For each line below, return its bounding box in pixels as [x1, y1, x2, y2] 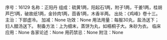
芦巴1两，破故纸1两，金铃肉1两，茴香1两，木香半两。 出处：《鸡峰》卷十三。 [5, 10, 160, 16]
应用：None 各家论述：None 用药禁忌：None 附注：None [5, 29, 123, 35]
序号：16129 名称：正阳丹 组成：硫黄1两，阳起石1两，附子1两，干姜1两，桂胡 [5, 4, 162, 10]
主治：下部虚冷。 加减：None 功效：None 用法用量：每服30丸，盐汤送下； [5, 17, 159, 22]
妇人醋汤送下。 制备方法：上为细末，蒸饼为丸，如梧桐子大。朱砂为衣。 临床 [5, 23, 161, 29]
